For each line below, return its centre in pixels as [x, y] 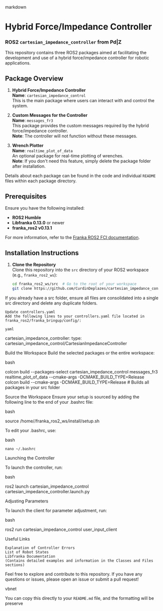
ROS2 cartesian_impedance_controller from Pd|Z [63, 42]
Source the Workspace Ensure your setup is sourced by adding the [72, 397]
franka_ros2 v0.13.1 [32, 228]
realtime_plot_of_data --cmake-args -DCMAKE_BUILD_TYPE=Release [75, 377]
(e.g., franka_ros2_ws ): [35, 275]
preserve [14, 603]
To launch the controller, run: [34, 467]
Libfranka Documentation [30, 556]
